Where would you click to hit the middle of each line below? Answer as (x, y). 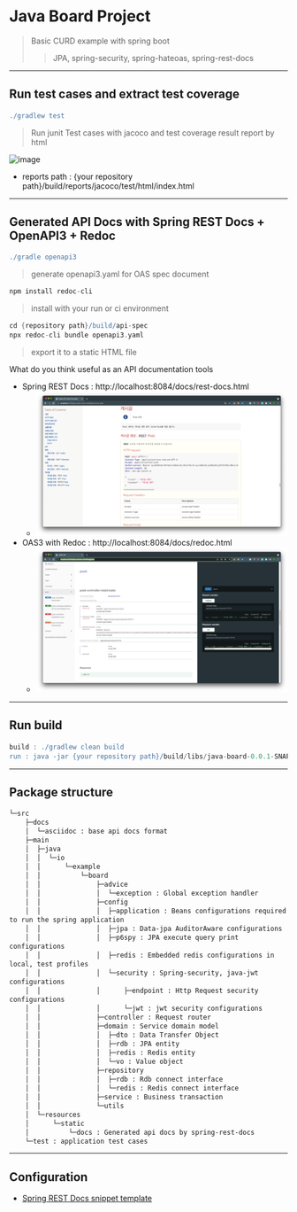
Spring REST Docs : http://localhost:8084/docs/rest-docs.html (135, 386)
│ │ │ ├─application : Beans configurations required (156, 911)
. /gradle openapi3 (43, 257)
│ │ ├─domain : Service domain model (122, 1026)
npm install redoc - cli (51, 291)
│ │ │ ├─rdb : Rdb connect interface (124, 1080)
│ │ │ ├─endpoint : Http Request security (142, 991)
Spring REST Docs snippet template (87, 1199)
